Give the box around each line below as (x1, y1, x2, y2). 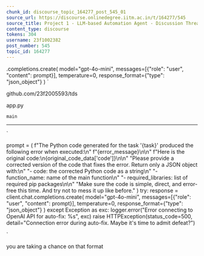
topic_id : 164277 (6, 49, 50, 55)
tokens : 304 (6, 32, 36, 38)
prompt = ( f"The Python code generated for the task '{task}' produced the (6, 141, 194, 149)
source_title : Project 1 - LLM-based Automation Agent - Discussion (6, 20, 183, 26)
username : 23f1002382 (6, 37, 61, 43)
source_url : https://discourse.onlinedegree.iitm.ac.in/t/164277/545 (6, 15, 186, 21)
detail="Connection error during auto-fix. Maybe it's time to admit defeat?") (6, 219, 195, 226)
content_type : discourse (6, 26, 69, 32)
